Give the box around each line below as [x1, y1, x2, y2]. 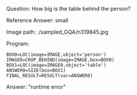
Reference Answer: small [6, 17, 68, 23]
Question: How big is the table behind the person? [6, 5, 131, 12]
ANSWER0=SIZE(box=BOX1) [6, 67, 66, 73]
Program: [6, 40, 30, 47]
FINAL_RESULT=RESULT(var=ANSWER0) [6, 73, 94, 79]
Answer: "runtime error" [6, 84, 66, 90]
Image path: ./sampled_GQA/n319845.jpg [6, 28, 109, 35]
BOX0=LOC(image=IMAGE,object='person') [6, 52, 107, 58]
